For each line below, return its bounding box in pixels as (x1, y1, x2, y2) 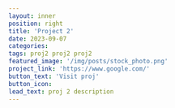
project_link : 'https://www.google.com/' (8, 65, 151, 73)
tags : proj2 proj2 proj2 (8, 50, 92, 58)
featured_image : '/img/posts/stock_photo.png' (8, 58, 169, 66)
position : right (8, 19, 63, 28)
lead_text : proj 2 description (8, 87, 114, 96)
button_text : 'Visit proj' (8, 72, 100, 80)
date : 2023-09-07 (8, 34, 67, 43)
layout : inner (8, 11, 57, 20)
